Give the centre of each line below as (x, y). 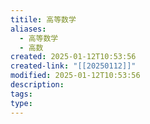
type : (21, 103)
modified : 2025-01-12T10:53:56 (75, 76)
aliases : (28, 29)
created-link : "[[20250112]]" (73, 66)
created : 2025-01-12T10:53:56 (73, 57)
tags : (21, 94)
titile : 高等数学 (43, 19)
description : (37, 85)
